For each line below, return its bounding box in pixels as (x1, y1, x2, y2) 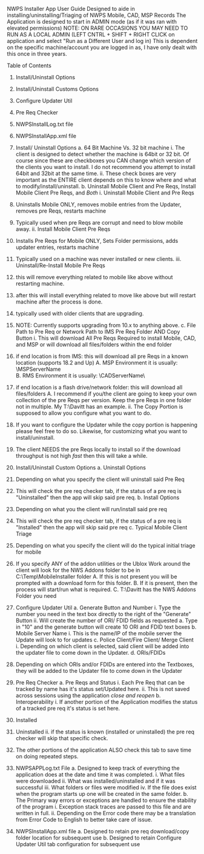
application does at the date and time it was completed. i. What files (15, 771, 185, 778)
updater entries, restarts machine (15, 243, 99, 251)
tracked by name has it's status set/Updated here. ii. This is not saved (15, 686, 190, 692)
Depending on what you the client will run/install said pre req (15, 506, 167, 512)
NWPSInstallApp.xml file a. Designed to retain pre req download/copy (15, 828, 189, 835)
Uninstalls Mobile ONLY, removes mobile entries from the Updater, (15, 201, 182, 208)
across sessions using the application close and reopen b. (15, 692, 161, 699)
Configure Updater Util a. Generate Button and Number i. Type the (15, 604, 181, 611)
